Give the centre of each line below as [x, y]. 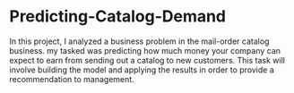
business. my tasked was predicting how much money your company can [145, 50]
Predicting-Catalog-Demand [118, 17]
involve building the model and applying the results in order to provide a [142, 70]
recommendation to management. [72, 79]
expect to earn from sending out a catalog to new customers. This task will [147, 60]
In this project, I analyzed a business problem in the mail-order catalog [139, 41]
